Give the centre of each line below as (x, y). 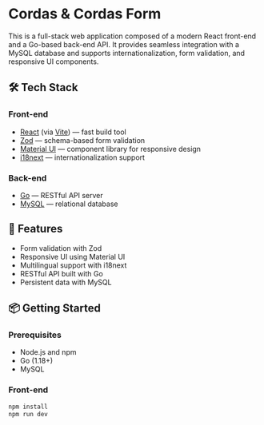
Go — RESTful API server (62, 195)
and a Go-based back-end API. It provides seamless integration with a (124, 44)
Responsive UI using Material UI (72, 256)
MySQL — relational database (69, 204)
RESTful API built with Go (62, 273)
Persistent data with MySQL (66, 282)
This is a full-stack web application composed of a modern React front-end (132, 36)
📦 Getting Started (55, 308)
